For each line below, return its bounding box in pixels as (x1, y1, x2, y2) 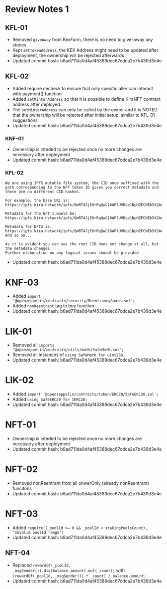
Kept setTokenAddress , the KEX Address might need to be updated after (12, 47, 159, 53)
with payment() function (12, 91, 62, 97)
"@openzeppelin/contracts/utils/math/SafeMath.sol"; (12, 348, 124, 353)
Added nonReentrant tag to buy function (12, 303, 94, 309)
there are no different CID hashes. (5, 190, 81, 195)
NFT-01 (5, 419, 36, 430)
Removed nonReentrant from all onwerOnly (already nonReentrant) (12, 480, 150, 486)
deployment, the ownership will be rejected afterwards (12, 52, 124, 58)
